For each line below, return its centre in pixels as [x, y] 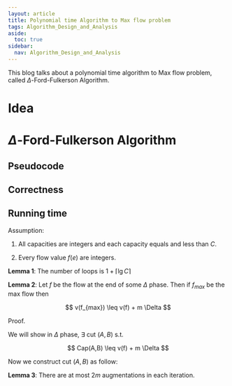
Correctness [36, 190]
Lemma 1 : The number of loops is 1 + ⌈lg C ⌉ [70, 271]
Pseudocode [36, 166]
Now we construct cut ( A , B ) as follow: [63, 362]
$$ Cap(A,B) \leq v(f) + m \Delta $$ [118, 348]
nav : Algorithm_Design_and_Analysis [67, 53]
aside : [17, 33]
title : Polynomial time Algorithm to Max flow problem [89, 20]
